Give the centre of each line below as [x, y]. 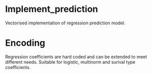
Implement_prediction [52, 9]
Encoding [25, 43]
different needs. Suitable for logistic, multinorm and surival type [70, 62]
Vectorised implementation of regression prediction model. [65, 23]
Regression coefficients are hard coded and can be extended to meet [76, 57]
